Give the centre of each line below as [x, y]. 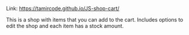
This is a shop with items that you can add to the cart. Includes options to [95, 20]
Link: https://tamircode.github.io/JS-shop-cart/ [63, 8]
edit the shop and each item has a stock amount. [65, 26]
